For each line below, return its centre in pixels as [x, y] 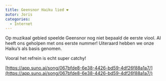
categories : [18, 19]
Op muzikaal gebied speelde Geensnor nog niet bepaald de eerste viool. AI [83, 38]
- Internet [21, 24]
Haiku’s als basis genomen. [34, 48]
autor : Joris [19, 14]
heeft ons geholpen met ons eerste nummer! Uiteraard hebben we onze [80, 43]
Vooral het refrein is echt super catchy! [46, 58]
